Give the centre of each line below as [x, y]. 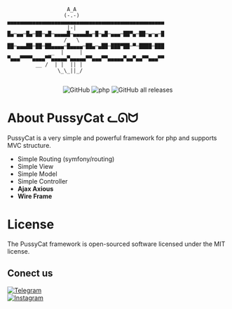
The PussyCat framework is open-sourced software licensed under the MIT [116, 244]
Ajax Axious [35, 188]
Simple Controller [42, 181]
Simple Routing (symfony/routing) [66, 159]
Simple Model [37, 174]
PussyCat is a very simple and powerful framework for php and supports [112, 138]
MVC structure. [29, 145]
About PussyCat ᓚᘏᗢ [73, 118]
